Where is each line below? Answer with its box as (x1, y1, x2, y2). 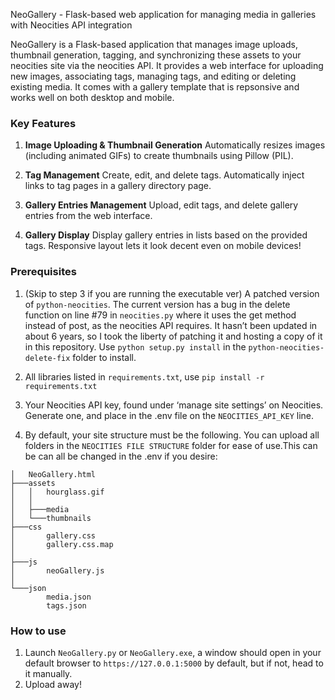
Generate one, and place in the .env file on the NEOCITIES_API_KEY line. (24, 409, 315, 421)
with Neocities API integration (10, 19, 133, 31)
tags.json (46, 600, 87, 611)
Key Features (10, 116, 77, 130)
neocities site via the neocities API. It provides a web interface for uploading (10, 60, 324, 71)
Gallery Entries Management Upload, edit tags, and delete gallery (24, 199, 299, 211)
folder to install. (72, 351, 137, 363)
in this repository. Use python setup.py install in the (24, 340, 247, 353)
